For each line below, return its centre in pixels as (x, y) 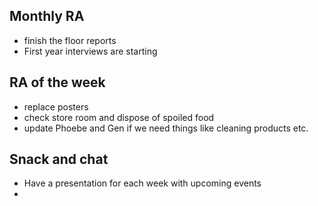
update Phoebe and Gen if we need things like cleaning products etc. (166, 128)
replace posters (56, 106)
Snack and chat (59, 159)
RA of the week (57, 82)
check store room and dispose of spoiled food (119, 117)
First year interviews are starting (90, 51)
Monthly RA (47, 16)
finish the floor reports (70, 40)
